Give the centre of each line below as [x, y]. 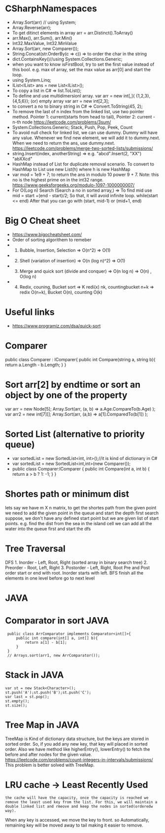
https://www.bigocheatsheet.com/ [47, 234]
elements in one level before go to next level [50, 578]
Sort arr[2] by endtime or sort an [73, 385]
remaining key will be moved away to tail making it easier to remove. [74, 825]
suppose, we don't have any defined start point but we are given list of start [82, 518]
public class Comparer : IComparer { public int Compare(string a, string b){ [81, 359]
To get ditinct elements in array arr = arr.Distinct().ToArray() [72, 33]
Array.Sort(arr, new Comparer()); [45, 48]
